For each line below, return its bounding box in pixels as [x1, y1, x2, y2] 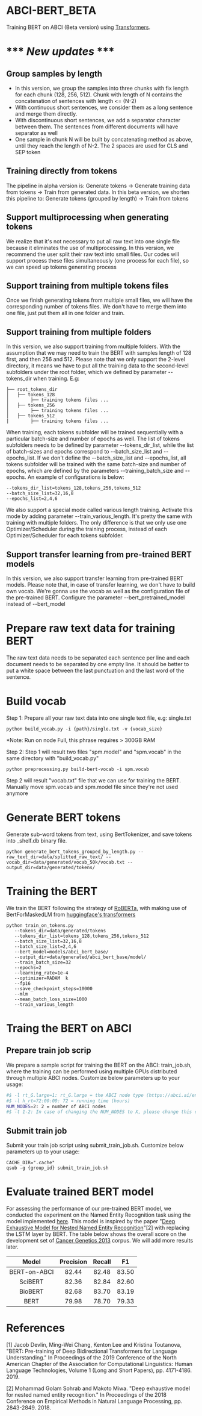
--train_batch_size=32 [14, 959, 71, 965]
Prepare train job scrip [6, 1046, 91, 1056]
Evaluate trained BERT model [6, 1185, 154, 1199]
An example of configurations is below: [27, 473, 124, 481]
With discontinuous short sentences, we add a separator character [14, 116, 181, 123]
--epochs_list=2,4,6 [6, 496, 58, 502]
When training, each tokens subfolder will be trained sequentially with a [6, 429, 183, 436]
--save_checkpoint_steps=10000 [14, 985, 93, 991]
